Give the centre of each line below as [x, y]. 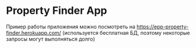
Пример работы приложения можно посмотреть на [71, 27]
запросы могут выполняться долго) [50, 39]
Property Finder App [57, 11]
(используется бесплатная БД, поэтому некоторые [126, 32]
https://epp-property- [163, 27]
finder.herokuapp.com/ [34, 32]
